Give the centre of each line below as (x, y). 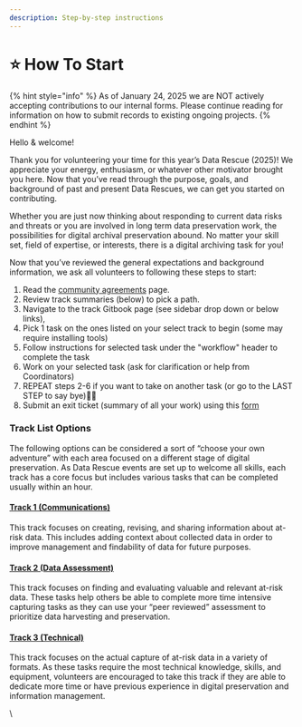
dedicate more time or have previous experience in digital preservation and (149, 686)
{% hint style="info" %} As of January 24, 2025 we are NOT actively (137, 95)
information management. (57, 696)
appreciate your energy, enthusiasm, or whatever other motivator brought (146, 170)
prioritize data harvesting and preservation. (90, 616)
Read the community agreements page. (96, 289)
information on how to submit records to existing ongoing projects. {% (140, 115)
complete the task (56, 357)
